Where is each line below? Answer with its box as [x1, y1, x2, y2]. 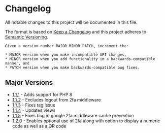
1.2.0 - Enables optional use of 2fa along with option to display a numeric [12, 118, 161, 124]
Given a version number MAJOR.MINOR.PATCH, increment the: [5, 43, 129, 48]
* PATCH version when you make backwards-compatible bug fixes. [5, 65, 140, 70]
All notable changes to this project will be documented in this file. [5, 19, 138, 25]
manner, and [5, 61, 30, 66]
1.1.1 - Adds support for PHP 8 [12, 92, 72, 98]
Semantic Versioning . [5, 34, 48, 40]
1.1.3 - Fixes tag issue [12, 102, 56, 108]
